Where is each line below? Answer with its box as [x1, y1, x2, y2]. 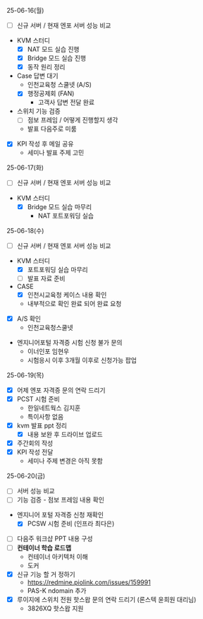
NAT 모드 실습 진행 [27, 45, 80, 54]
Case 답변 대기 [16, 71, 59, 80]
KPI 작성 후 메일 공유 [16, 140, 74, 148]
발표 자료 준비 [27, 274, 66, 283]
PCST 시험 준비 [16, 394, 61, 403]
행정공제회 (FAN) [27, 89, 75, 98]
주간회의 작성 [16, 439, 54, 447]
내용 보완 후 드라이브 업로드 [27, 430, 103, 439]
